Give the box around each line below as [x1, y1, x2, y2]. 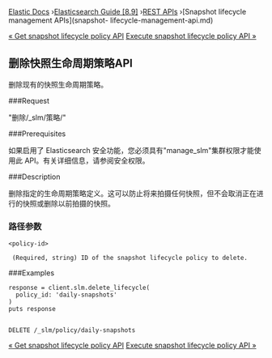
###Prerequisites [8, 129, 66, 139]
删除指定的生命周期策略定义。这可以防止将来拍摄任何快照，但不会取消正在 [8, 188, 257, 198]
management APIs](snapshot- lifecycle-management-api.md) [8, 15, 214, 25]
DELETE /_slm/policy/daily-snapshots [8, 326, 136, 335]
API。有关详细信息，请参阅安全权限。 [23, 156, 150, 165]
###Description [8, 172, 61, 181]
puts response [8, 305, 57, 313]
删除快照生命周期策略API [8, 57, 134, 70]
